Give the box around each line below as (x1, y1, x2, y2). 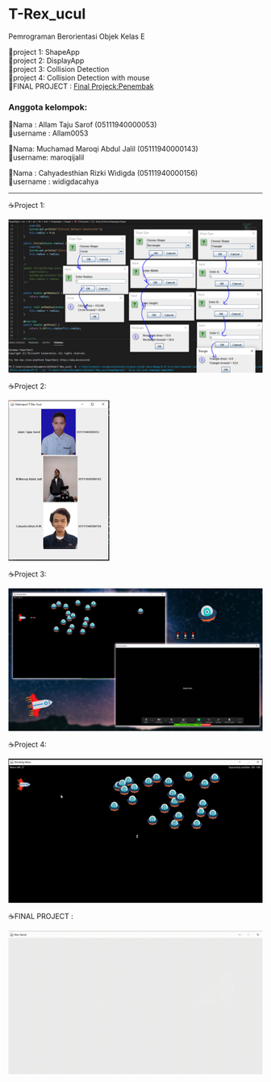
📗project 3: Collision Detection (8, 64, 110, 73)
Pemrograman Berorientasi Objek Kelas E (8, 31, 145, 41)
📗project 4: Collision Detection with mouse (8, 73, 151, 82)
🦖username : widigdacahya (8, 177, 99, 186)
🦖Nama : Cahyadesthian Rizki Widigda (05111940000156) (8, 169, 198, 178)
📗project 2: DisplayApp (8, 56, 85, 65)
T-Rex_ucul (8, 5, 86, 23)
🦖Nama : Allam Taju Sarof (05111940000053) (8, 120, 157, 130)
